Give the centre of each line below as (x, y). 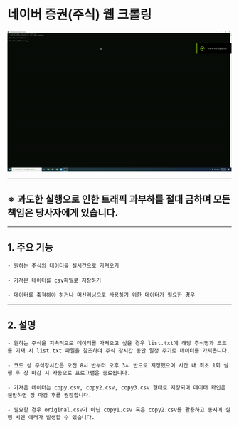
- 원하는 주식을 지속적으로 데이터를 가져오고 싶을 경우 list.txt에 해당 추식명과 (111, 343)
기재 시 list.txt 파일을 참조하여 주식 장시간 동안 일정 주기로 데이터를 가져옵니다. (123, 351)
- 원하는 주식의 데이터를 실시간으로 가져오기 (63, 265)
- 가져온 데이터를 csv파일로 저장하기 (54, 280)
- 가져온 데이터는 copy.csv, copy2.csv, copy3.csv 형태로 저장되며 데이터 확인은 (117, 388)
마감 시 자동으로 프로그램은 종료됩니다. (81, 373)
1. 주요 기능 (30, 247)
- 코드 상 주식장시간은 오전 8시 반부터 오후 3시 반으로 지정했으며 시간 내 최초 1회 (114, 366)
